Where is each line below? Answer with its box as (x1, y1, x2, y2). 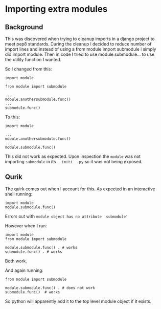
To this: (5, 114, 20, 120)
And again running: (5, 267, 44, 273)
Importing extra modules (5, 3, 108, 15)
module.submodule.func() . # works (5, 245, 78, 250)
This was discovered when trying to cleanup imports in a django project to (5, 36, 155, 42)
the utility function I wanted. (5, 57, 62, 62)
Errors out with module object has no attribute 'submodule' (5, 213, 128, 219)
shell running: (5, 191, 33, 197)
